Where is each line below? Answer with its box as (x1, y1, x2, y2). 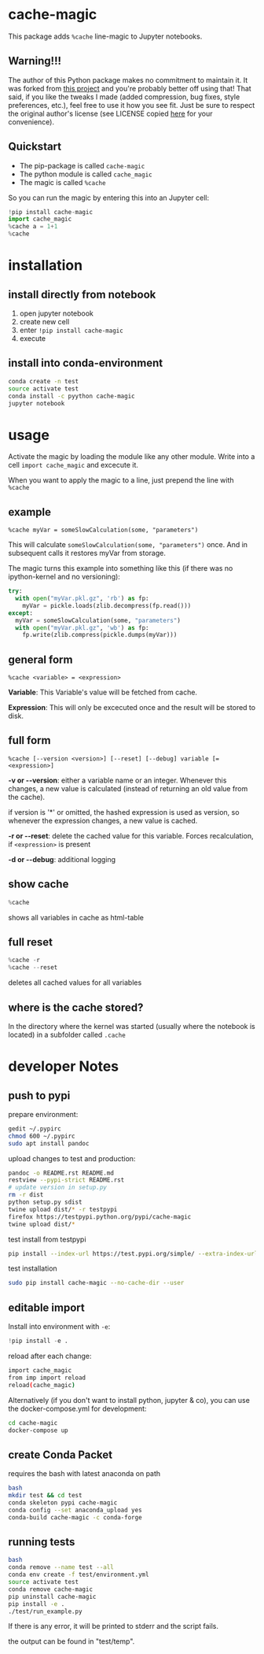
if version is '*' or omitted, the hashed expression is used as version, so (8, 807, 240, 816)
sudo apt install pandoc (8, 1139, 90, 1147)
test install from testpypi (8, 1234, 86, 1244)
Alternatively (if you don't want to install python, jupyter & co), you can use (8, 1395, 250, 1404)
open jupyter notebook (19, 309, 94, 318)
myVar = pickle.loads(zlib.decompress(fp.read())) (22, 601, 192, 609)
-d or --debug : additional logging (8, 854, 116, 864)
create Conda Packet (8, 1448, 112, 1461)
